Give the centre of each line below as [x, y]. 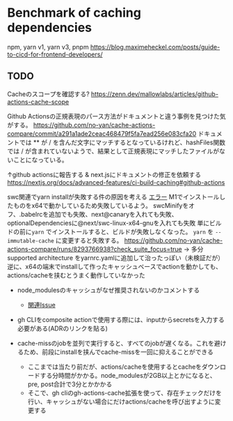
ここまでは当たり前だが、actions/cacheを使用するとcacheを [115, 367]
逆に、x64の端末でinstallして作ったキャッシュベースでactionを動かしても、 [115, 266]
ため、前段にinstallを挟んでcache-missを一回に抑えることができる [119, 352]
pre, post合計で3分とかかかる [70, 384]
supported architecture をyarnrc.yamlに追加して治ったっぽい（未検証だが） [116, 258]
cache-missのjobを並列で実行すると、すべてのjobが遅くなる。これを [115, 343]
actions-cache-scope [38, 102]
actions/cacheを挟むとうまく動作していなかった [76, 275]
